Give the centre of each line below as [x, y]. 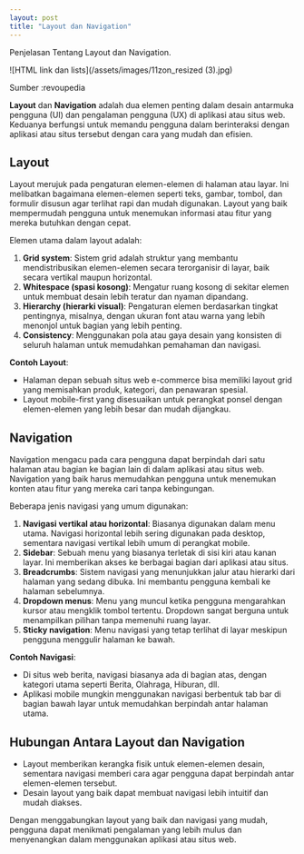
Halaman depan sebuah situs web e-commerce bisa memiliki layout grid [157, 380]
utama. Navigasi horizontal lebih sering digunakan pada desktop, [144, 533]
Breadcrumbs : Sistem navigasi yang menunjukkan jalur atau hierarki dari [159, 572]
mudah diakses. [52, 802]
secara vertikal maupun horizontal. [87, 277]
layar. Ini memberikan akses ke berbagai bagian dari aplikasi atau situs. [155, 562]
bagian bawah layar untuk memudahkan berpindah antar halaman [145, 704]
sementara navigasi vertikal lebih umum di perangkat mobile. [136, 543]
